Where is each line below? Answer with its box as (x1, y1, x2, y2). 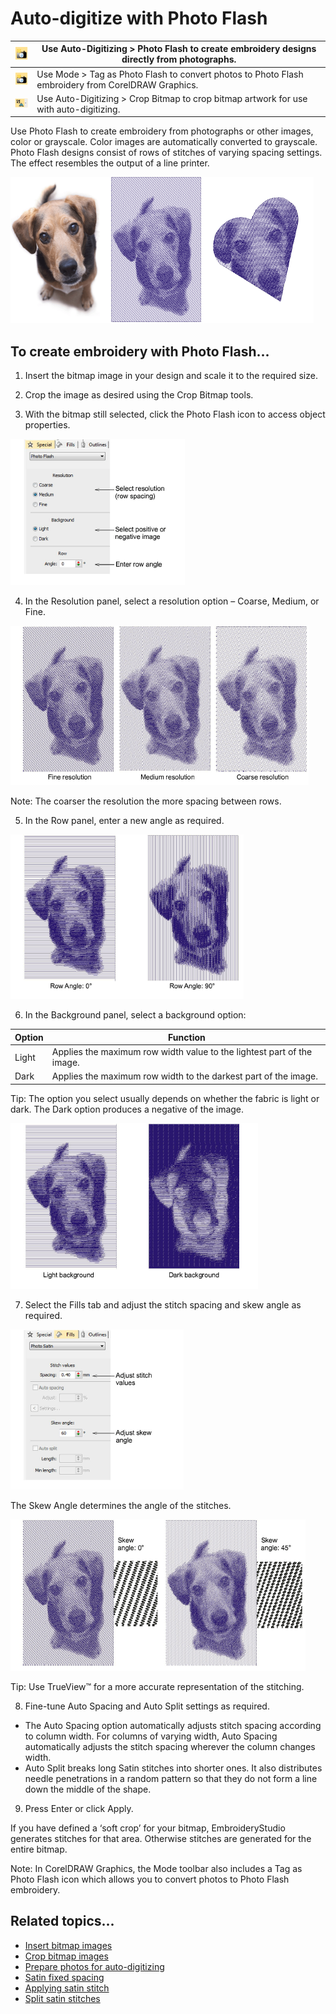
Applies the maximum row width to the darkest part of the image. (51, 1070, 318, 1082)
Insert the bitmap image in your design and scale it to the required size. (24, 370, 318, 382)
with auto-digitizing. (36, 103, 121, 115)
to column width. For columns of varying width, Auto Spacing (24, 1730, 278, 1742)
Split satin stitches (24, 1992, 101, 2004)
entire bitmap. (10, 1843, 68, 1855)
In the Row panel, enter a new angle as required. (24, 815, 225, 827)
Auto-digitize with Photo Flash (10, 7, 268, 30)
